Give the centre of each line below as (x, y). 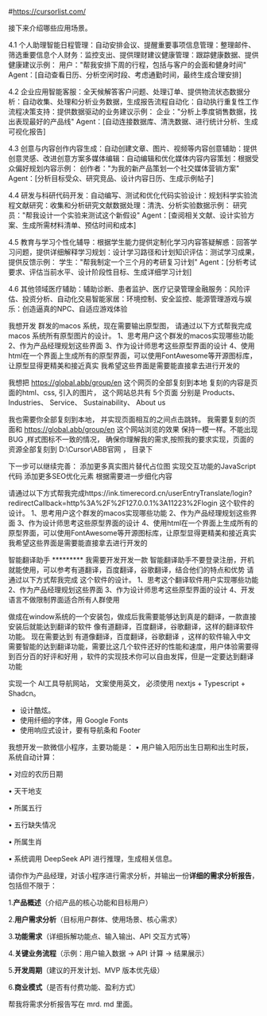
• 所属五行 (25, 808)
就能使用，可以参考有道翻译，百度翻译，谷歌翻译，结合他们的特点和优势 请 (131, 570)
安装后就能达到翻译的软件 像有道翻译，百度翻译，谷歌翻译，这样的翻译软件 (131, 626)
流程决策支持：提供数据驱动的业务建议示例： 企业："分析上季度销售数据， (129, 112)
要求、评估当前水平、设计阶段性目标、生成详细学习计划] (100, 272)
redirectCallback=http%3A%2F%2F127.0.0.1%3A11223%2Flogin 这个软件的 (131, 503)
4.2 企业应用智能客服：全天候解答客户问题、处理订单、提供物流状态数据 (126, 92)
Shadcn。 (24, 693)
